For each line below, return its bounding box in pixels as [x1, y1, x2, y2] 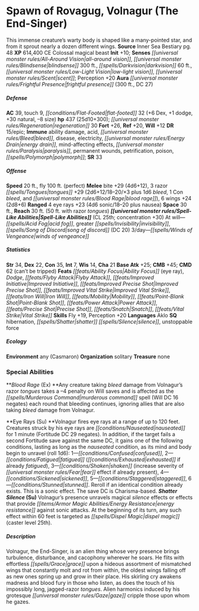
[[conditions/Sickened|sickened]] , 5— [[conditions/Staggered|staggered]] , [6, 475, 187, 482]
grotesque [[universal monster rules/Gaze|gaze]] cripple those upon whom [6, 592, 190, 599]
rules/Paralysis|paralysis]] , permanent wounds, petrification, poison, [6, 147, 174, 154]
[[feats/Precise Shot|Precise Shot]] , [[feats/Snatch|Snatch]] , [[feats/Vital [6, 305, 185, 313]
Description [6, 533, 36, 540]
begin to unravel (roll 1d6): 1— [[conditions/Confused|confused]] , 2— [6, 450, 174, 457]
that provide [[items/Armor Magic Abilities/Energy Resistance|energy [6, 500, 175, 508]
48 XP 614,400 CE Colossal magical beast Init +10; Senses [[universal [6, 49, 178, 56]
